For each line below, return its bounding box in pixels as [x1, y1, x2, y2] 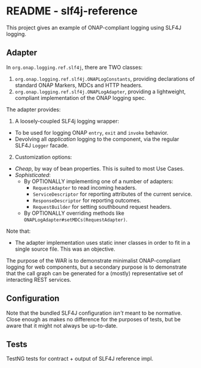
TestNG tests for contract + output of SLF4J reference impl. [6, 355, 154, 363]
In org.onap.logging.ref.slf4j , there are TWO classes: [6, 63, 143, 71]
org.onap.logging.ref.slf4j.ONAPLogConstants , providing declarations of [14, 75, 195, 82]
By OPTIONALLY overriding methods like [23, 209, 124, 217]
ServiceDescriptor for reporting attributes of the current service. [32, 190, 193, 197]
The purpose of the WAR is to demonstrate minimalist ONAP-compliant [6, 257, 181, 264]
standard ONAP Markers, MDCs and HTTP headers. [14, 81, 143, 89]
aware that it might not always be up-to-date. [6, 322, 118, 329]
